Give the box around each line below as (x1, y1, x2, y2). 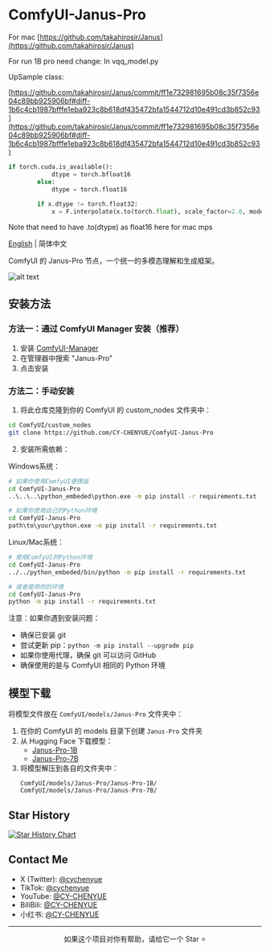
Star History (8, 808, 71, 822)
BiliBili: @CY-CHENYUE (19, 900, 98, 909)
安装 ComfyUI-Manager (19, 343, 99, 353)
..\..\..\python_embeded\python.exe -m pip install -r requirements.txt (8, 492, 257, 500)
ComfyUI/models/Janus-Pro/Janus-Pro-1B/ (19, 780, 157, 788)
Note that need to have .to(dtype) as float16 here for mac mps (8, 223, 213, 232)
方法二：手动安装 (8, 385, 75, 396)
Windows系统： (8, 461, 61, 471)
